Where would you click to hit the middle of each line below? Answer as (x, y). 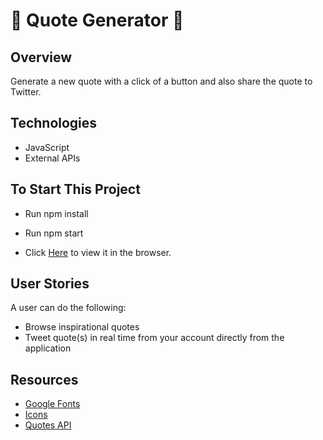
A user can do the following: (68, 308)
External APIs (52, 158)
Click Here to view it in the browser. (98, 252)
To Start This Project (75, 189)
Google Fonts (52, 404)
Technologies (54, 123)
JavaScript (47, 147)
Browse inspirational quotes (82, 327)
